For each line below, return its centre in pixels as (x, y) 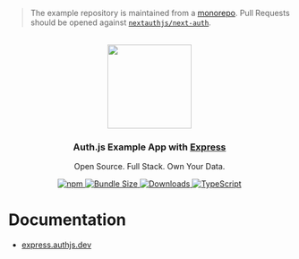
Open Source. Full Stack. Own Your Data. (149, 167)
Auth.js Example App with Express (149, 147)
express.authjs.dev (56, 245)
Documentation (68, 220)
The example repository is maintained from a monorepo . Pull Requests (160, 13)
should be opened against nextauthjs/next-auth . (120, 22)
